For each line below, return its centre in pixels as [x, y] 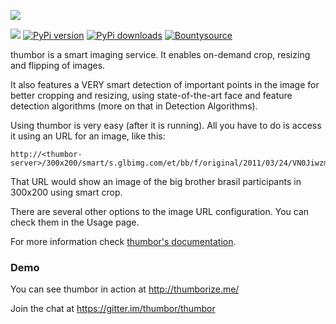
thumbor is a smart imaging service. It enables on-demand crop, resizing [160, 54]
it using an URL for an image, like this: [88, 136]
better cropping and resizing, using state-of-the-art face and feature [151, 95]
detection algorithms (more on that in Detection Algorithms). [134, 106]
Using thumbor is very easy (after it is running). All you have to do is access [166, 125]
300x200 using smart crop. [66, 192]
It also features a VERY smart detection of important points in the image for [165, 84]
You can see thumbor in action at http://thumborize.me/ [125, 289]
